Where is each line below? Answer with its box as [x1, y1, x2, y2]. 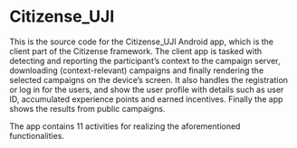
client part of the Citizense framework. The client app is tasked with [9, 45, 263, 56]
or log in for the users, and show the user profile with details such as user [9, 84, 284, 95]
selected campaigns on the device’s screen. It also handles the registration [9, 74, 288, 85]
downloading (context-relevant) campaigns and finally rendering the [9, 65, 264, 76]
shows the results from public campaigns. [9, 103, 166, 114]
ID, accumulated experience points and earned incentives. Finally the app [9, 93, 283, 105]
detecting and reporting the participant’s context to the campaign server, [9, 55, 281, 66]
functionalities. [9, 130, 65, 141]
